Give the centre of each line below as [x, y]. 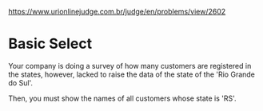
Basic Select [50, 44]
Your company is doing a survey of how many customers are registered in [130, 65]
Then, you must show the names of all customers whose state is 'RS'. [123, 98]
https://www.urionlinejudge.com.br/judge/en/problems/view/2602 [117, 12]
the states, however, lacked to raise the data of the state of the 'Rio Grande [132, 74]
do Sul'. [21, 82]
